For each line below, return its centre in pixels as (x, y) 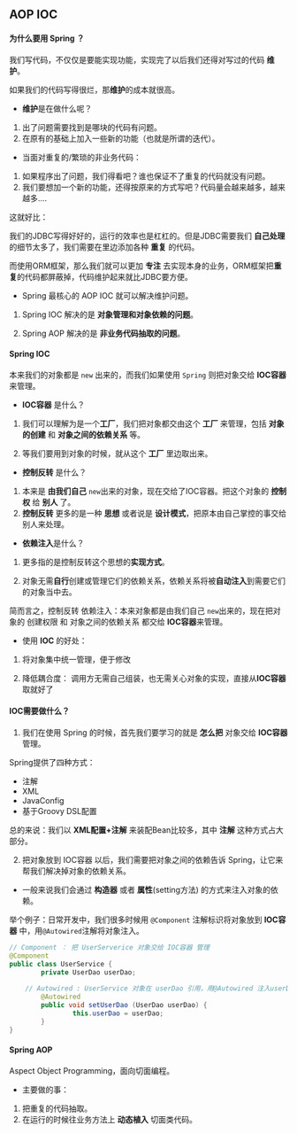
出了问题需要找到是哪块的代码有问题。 (91, 127)
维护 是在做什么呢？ (57, 108)
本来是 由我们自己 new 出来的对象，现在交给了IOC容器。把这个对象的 (145, 491)
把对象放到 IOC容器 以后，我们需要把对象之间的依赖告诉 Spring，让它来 (152, 860)
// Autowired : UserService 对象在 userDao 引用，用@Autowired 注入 (148, 989)
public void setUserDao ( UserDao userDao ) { (124, 1005)
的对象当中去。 (49, 592)
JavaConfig (43, 800)
